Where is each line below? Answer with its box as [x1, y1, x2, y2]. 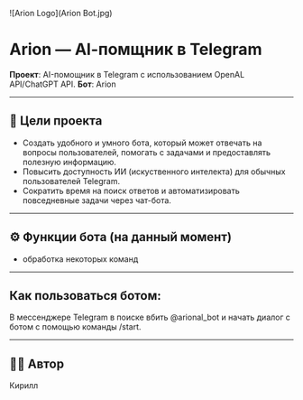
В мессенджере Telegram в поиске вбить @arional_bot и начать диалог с [9, 312, 290, 323]
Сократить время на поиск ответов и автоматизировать [22, 185, 241, 196]
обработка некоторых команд [22, 253, 139, 265]
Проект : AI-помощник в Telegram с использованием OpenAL [9, 69, 245, 79]
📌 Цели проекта [9, 113, 103, 129]
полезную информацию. [22, 156, 117, 167]
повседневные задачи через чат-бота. [22, 194, 171, 206]
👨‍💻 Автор [9, 356, 65, 371]
